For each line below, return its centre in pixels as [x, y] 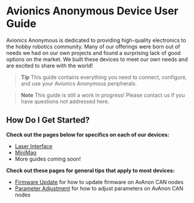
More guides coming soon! [48, 159]
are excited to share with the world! [50, 65]
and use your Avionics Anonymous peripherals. [79, 83]
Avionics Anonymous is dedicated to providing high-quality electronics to [96, 40]
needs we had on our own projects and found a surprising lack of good [93, 53]
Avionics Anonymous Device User [92, 11]
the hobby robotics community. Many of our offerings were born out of [93, 47]
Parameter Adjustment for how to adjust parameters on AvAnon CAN [99, 188]
